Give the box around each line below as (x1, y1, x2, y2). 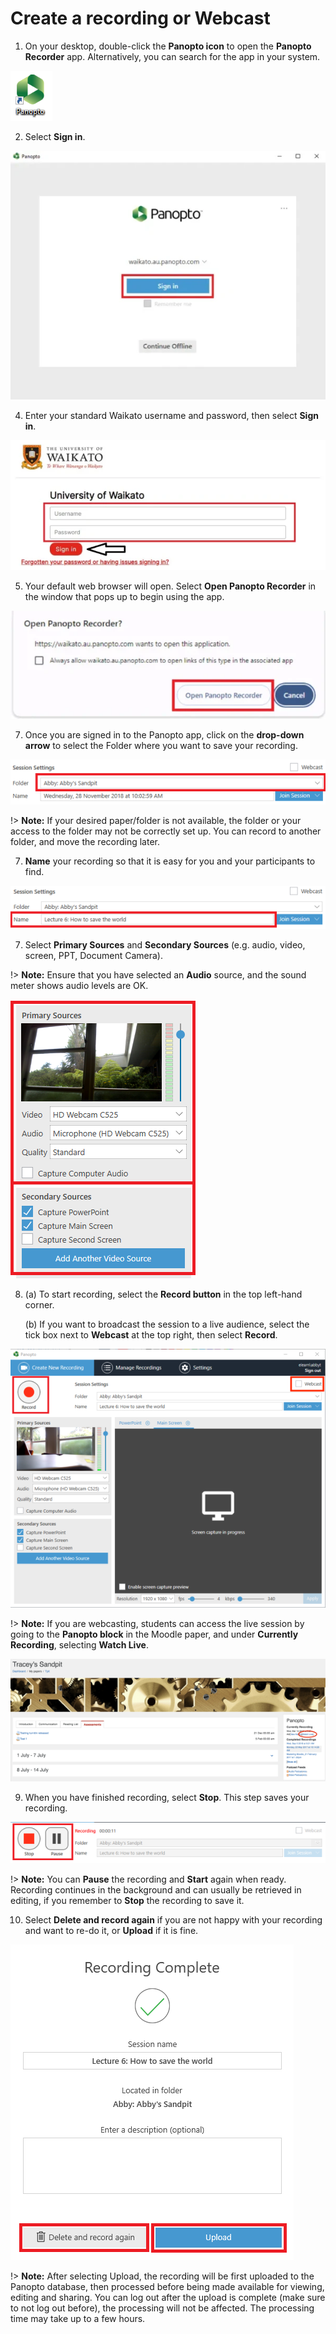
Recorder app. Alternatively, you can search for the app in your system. (24, 50, 321, 62)
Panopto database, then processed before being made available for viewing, (10, 2280, 325, 2292)
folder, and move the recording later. (10, 835, 161, 847)
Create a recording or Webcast (10, 7, 271, 30)
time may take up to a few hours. (10, 2312, 146, 2324)
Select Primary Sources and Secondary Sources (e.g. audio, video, (24, 938, 306, 951)
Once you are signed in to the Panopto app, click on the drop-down (24, 729, 305, 741)
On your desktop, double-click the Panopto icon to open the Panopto (24, 40, 312, 52)
